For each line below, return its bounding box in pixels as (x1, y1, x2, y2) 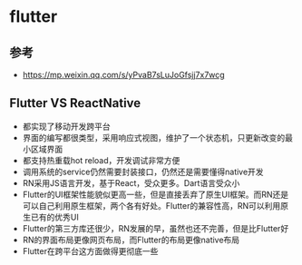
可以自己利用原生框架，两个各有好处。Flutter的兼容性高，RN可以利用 (22, 200, 281, 211)
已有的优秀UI (30, 211, 79, 222)
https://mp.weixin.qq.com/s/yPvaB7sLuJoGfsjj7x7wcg (22, 70, 225, 80)
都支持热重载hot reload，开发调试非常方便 (22, 154, 180, 165)
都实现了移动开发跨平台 (22, 121, 111, 132)
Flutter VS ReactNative (9, 95, 141, 111)
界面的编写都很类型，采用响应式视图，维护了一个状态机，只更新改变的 (22, 132, 286, 142)
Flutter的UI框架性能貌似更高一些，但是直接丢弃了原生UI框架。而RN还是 (22, 189, 289, 200)
